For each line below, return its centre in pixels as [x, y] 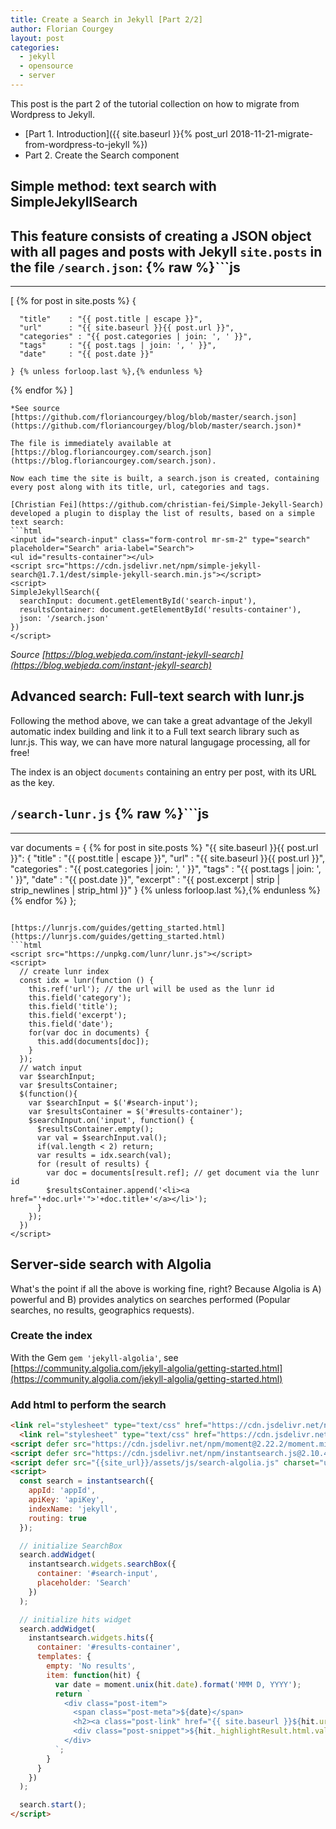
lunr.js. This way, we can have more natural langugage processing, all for [160, 742]
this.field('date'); [71, 1024]
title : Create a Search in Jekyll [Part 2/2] [106, 19]
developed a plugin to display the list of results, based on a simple [162, 514]
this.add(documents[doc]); [93, 1041]
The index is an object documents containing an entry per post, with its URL [163, 772]
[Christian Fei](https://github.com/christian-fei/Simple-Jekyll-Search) [167, 505]
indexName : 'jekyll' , [73, 1509]
